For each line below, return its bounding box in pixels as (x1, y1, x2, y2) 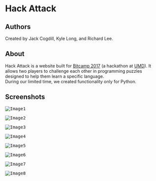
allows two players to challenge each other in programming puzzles (5, 68, 142, 74)
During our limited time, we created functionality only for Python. (5, 78, 136, 84)
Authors (5, 23, 31, 31)
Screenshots (5, 93, 45, 101)
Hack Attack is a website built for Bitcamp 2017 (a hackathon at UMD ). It (5, 62, 152, 69)
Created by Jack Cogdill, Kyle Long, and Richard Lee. (5, 35, 113, 41)
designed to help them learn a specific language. (5, 73, 104, 79)
